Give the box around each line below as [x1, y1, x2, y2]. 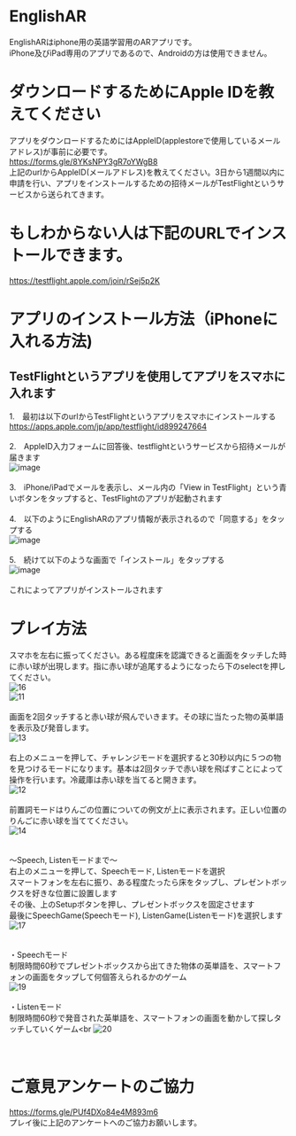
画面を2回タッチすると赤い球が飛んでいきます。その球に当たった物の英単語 [9, 711, 285, 721]
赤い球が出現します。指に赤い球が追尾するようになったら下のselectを [16, 660, 271, 671]
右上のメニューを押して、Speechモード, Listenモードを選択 [9, 866, 225, 876]
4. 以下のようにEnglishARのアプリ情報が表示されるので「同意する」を [9, 513, 269, 524]
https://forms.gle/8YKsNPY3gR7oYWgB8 [9, 156, 158, 167]
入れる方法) [9, 331, 93, 351]
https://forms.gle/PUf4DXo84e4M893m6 [9, 1106, 159, 1117]
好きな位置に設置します [32, 888, 118, 899]
